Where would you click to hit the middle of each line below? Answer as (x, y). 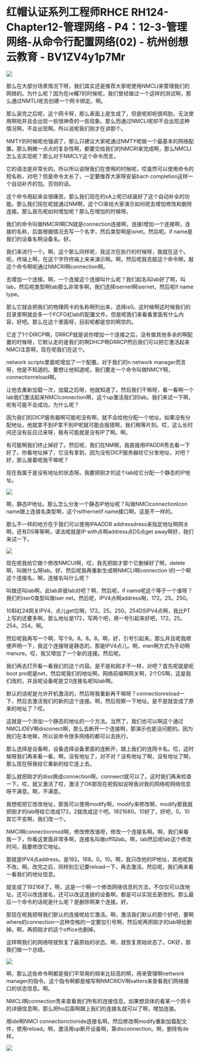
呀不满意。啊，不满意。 (35, 791)
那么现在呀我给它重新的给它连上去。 (51, 763)
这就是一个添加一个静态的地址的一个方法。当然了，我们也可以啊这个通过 (95, 721)
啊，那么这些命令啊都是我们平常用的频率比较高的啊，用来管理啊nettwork (95, 973)
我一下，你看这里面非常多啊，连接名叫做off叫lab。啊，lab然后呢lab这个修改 (99, 839)
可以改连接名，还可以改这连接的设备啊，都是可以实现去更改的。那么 (105, 894)
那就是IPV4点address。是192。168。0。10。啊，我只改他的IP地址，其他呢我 (100, 859)
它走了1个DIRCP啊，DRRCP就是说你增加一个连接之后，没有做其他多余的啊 (97, 334)
